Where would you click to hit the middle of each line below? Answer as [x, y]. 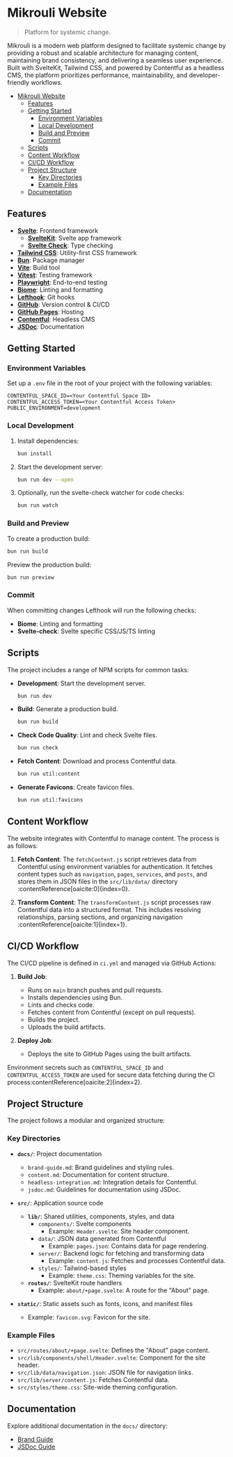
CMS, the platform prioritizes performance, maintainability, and [97, 75]
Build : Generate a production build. [67, 709]
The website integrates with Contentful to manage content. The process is [113, 838]
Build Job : [32, 976]
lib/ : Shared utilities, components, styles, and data [101, 1216]
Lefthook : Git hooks [46, 297]
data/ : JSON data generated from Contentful [102, 1238]
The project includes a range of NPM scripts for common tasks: [98, 669]
